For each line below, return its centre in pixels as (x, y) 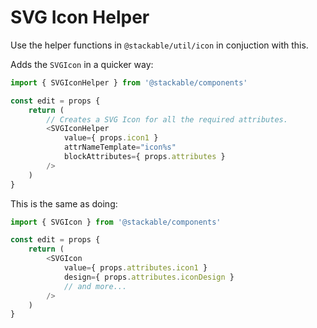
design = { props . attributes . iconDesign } (149, 277)
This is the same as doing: (64, 203)
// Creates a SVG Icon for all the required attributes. (167, 119)
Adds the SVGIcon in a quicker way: (82, 64)
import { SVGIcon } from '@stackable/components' (116, 222)
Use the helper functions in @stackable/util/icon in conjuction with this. (159, 45)
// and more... (95, 286)
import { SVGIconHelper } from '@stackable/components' (129, 82)
